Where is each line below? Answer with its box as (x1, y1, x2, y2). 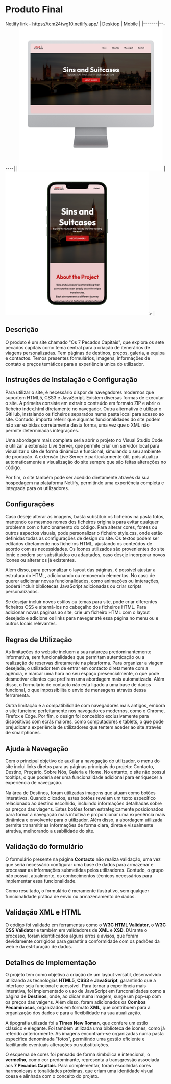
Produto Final (5, 4, 63, 15)
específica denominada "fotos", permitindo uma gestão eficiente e (5, 1036, 145, 1043)
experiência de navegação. (5, 780, 62, 785)
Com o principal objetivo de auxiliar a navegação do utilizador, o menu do (5, 758, 160, 764)
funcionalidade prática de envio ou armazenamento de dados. (5, 893, 136, 899)
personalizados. (5, 589, 39, 595)
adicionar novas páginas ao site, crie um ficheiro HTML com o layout (5, 609, 150, 615)
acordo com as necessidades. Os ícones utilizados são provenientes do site (5, 546, 165, 552)
